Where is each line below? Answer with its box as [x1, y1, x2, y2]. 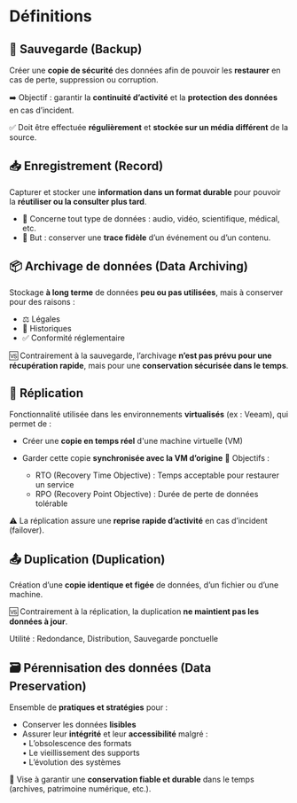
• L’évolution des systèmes [21, 757, 121, 768]
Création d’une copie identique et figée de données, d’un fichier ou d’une [9, 580, 279, 590]
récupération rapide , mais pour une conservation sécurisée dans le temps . [9, 360, 289, 370]
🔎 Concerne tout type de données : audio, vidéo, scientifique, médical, [21, 213, 281, 223]
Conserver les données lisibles [21, 720, 137, 730]
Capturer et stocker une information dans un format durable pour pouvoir [9, 186, 281, 197]
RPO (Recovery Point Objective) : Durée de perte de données [35, 489, 259, 500]
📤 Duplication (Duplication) [9, 551, 166, 566]
